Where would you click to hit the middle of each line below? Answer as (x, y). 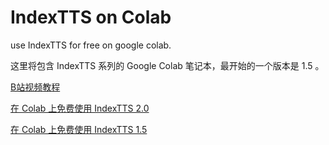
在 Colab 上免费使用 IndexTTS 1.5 (79, 129)
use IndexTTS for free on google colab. (91, 45)
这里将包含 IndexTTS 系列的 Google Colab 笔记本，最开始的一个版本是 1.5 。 (167, 65)
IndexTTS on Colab (91, 17)
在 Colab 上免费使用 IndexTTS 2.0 (80, 108)
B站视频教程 (35, 87)
